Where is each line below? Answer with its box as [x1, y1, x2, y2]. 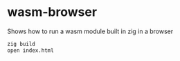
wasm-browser [7, 4, 98, 20]
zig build [7, 40, 36, 47]
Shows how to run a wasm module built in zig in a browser [7, 27, 174, 35]
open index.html [7, 46, 54, 54]
